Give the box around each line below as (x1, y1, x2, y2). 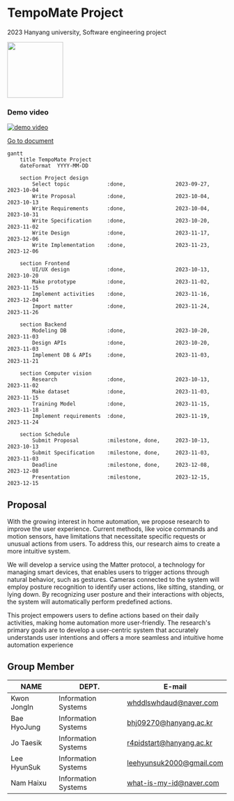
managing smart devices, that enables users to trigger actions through (7, 568, 210, 576)
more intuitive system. (7, 547, 71, 555)
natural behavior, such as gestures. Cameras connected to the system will (7, 576, 219, 584)
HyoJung (10, 722, 41, 732)
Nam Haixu (10, 778, 47, 788)
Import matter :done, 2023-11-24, (32, 303, 210, 310)
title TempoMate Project (19, 156, 92, 163)
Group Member (7, 661, 75, 673)
